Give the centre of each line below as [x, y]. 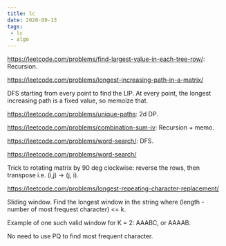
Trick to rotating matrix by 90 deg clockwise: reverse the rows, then [104, 168]
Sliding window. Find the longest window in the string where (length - [106, 202]
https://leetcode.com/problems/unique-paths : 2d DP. [83, 114]
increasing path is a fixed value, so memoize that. [78, 100]
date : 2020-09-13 [32, 20]
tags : [15, 26]
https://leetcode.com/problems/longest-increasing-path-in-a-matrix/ [105, 80]
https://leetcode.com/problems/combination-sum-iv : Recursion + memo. [111, 128]
